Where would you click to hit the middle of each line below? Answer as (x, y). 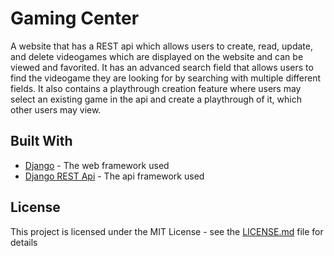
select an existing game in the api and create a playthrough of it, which (156, 99)
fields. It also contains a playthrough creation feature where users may (156, 88)
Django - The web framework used (97, 165)
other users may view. (56, 109)
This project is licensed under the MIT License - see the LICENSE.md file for (167, 231)
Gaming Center (75, 18)
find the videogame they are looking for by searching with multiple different (166, 78)
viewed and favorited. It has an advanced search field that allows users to (162, 67)
